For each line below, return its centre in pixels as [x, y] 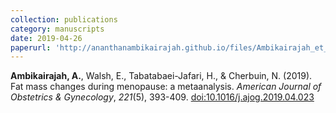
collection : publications [64, 19]
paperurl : [31, 47]
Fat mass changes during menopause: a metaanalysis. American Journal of [166, 87]
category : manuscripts [57, 29]
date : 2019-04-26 [46, 38]
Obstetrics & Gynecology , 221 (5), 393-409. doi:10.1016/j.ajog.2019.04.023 [162, 97]
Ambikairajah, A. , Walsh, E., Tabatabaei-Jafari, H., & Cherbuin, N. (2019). [161, 76]
